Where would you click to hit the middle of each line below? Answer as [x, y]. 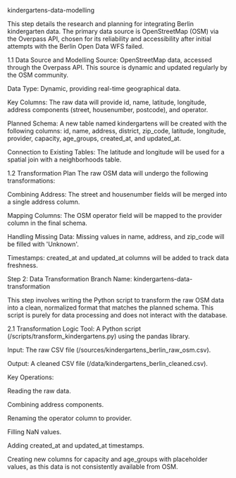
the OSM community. [38, 75]
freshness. [23, 265]
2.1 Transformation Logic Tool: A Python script [74, 329]
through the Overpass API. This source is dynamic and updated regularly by [117, 67]
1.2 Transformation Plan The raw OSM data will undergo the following [108, 173]
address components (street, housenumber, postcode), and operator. [108, 110]
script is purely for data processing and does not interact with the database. [117, 315]
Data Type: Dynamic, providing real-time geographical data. [94, 88]
